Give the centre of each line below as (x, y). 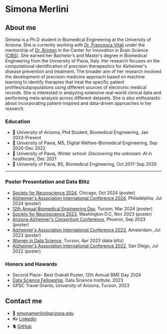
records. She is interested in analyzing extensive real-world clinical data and (83, 93)
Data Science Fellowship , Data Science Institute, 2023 (68, 280)
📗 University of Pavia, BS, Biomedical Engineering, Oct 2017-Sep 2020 (84, 164)
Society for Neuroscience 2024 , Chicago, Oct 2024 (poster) (74, 193)
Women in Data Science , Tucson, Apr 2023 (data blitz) (68, 240)
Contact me (24, 301)
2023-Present (27, 138)
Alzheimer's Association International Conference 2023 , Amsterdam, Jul (86, 230)
